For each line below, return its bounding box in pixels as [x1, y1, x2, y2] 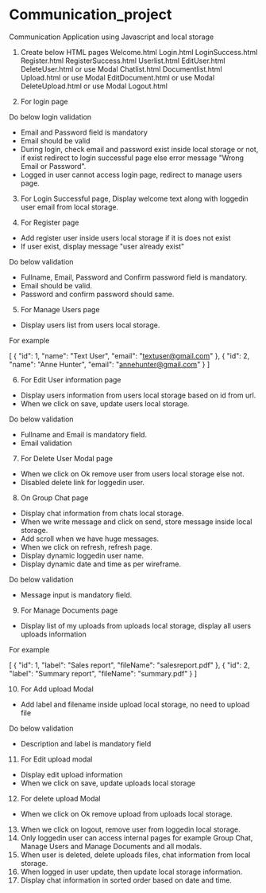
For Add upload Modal [20, 683, 94, 694]
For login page [20, 96, 68, 106]
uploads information [20, 629, 87, 639]
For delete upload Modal [20, 793, 101, 803]
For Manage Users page [20, 304, 100, 314]
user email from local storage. [20, 202, 118, 212]
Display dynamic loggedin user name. [20, 550, 145, 560]
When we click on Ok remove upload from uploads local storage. [20, 809, 233, 818]
